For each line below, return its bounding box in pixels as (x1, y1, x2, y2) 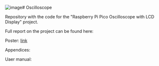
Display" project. (5, 19, 38, 25)
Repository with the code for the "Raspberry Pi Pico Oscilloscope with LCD (5, 14, 155, 19)
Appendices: (5, 47, 31, 53)
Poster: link (5, 38, 28, 43)
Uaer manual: (5, 56, 32, 62)
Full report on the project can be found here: (5, 28, 94, 34)
